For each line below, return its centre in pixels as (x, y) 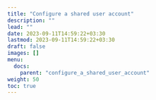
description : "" (31, 20)
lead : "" (20, 27)
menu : (15, 60)
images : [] (23, 54)
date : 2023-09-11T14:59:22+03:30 (56, 33)
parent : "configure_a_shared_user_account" (85, 73)
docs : (22, 66)
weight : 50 (23, 79)
